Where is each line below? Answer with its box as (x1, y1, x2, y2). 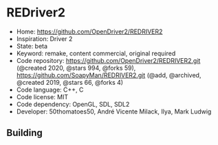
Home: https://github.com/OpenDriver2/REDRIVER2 (16, 27, 163, 36)
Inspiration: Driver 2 (16, 34, 73, 42)
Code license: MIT (16, 92, 69, 101)
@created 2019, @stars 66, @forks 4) (16, 78, 124, 86)
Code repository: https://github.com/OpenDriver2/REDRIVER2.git (16, 56, 201, 64)
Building (6, 127, 43, 139)
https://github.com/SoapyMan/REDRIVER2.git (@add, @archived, (16, 70, 201, 79)
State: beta (16, 42, 48, 50)
